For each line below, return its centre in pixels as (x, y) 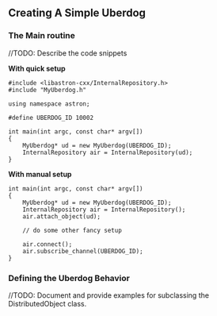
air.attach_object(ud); (62, 216)
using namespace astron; (49, 104)
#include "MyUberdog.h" (48, 90)
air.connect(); (48, 244)
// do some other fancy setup (72, 230)
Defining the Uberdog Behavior (69, 278)
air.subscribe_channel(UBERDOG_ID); (83, 251)
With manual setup (40, 174)
